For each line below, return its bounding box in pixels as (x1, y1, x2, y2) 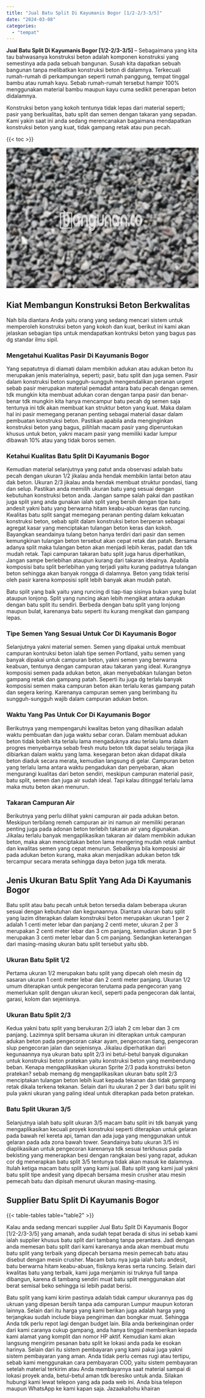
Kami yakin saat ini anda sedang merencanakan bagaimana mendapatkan (6, 117, 192, 125)
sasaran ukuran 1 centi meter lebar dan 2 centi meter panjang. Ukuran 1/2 (6, 976, 191, 984)
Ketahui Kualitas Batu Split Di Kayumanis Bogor (6, 452, 149, 460)
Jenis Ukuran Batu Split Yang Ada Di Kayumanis (6, 875, 192, 886)
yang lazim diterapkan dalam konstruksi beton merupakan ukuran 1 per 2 (6, 914, 189, 921)
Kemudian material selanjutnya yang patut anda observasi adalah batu (6, 466, 183, 473)
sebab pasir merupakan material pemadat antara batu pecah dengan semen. (6, 384, 199, 392)
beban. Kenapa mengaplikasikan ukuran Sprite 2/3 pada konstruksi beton (6, 1064, 191, 1071)
